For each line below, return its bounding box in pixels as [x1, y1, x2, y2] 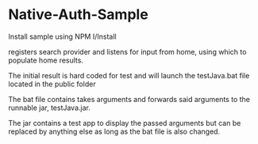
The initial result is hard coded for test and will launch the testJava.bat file [8, 70, 250, 80]
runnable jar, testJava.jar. [8, 103, 91, 112]
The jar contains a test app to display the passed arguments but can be [8, 118, 241, 127]
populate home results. [8, 55, 83, 65]
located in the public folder [8, 79, 97, 89]
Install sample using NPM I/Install [8, 32, 117, 41]
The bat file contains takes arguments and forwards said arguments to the [8, 94, 250, 104]
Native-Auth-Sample [8, 6, 148, 24]
